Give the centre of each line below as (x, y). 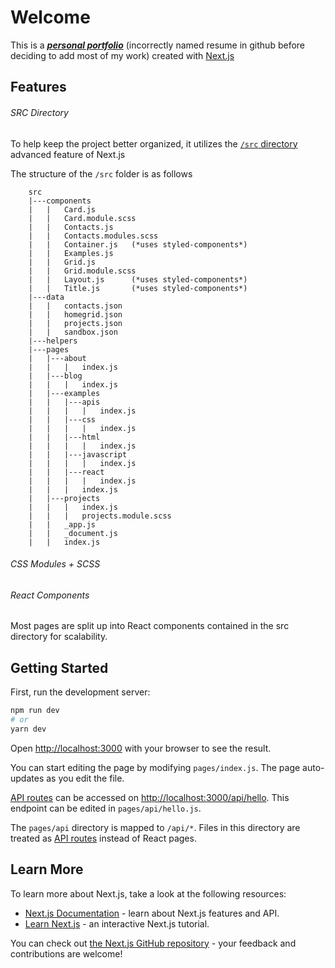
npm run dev (35, 711)
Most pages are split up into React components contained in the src (150, 626)
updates (27, 778)
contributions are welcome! (66, 953)
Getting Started (59, 667)
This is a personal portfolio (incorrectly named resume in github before (158, 45)
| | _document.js (73, 533)
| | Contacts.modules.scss (93, 236)
